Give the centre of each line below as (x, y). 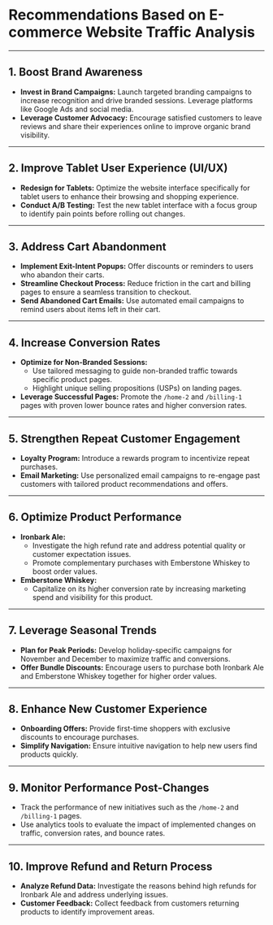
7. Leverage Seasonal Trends (82, 630)
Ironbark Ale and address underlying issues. (94, 895)
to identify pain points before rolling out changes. (102, 214)
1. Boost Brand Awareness (76, 72)
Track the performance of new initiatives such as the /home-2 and (129, 807)
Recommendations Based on (107, 15)
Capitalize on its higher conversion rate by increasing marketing (139, 588)
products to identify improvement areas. (87, 912)
